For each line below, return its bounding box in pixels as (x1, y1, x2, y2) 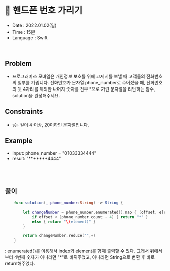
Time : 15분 (12, 28, 36, 35)
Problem (5, 59, 32, 68)
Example (5, 136, 33, 145)
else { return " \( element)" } (31, 219, 96, 224)
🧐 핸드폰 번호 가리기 (5, 5, 83, 16)
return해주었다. (5, 260, 36, 267)
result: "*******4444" (12, 156, 61, 162)
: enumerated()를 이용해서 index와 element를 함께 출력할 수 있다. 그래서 (5, 248, 149, 254)
